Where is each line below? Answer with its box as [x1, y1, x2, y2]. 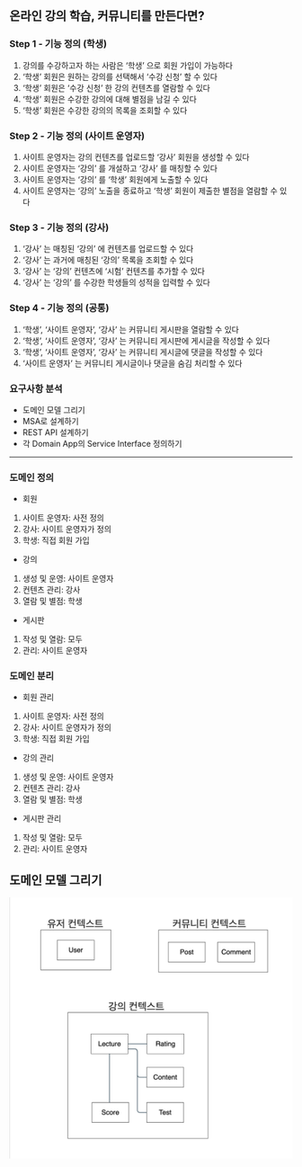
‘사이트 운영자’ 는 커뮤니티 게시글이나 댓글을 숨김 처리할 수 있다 [22, 358, 243, 369]
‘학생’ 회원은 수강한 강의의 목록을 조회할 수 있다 [22, 104, 188, 115]
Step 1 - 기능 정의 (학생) [9, 38, 108, 50]
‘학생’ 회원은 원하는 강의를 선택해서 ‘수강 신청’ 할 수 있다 [22, 71, 218, 82]
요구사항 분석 [9, 382, 63, 395]
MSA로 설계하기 [22, 415, 79, 426]
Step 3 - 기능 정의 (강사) [9, 221, 110, 234]
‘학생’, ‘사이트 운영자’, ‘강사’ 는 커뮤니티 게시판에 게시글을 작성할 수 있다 [22, 335, 271, 346]
